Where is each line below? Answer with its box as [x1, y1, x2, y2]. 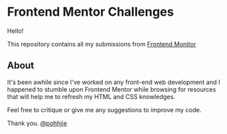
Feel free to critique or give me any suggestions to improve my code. [7, 105, 202, 113]
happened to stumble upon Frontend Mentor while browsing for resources [7, 85, 216, 93]
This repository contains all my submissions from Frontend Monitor [7, 40, 197, 48]
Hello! [7, 27, 24, 35]
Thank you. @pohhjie [7, 119, 67, 127]
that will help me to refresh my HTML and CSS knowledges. [7, 92, 176, 100]
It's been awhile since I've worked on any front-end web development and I [7, 78, 221, 86]
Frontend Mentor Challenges [7, 4, 174, 20]
